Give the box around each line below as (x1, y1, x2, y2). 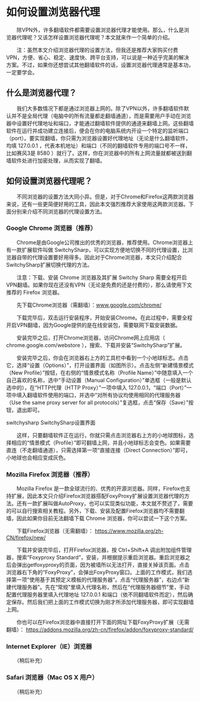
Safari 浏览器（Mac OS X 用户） (6, 674, 98, 682)
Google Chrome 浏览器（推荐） (6, 224, 97, 232)
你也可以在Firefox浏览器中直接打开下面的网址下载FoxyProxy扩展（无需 (16, 619, 190, 626)
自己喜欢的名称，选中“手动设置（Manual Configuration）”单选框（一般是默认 (6, 376, 192, 384)
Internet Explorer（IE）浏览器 (6, 643, 92, 651)
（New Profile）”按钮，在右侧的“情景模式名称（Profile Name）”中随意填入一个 (6, 369, 193, 376)
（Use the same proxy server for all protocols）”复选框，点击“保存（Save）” (6, 398, 189, 406)
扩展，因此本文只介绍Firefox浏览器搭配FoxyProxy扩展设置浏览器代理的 (11, 493, 185, 500)
